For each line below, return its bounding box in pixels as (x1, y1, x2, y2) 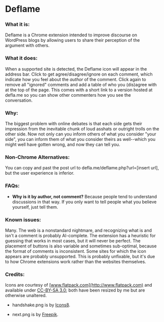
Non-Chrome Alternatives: (5, 154, 70, 161)
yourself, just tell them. (12, 204, 58, 210)
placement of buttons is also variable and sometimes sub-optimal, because (5, 243, 157, 249)
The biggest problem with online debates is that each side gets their (5, 121, 142, 127)
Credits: (5, 271, 25, 278)
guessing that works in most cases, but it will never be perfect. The (5, 238, 141, 243)
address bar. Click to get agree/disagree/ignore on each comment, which (5, 71, 153, 77)
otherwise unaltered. (5, 293, 47, 298)
